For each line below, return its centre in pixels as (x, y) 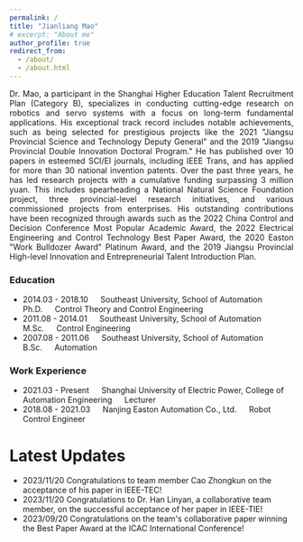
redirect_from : (38, 51)
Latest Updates (68, 455)
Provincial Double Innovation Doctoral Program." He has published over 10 (151, 151)
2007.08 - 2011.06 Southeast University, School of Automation (143, 338)
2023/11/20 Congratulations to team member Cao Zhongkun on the (147, 481)
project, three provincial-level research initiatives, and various (151, 198)
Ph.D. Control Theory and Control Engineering (113, 309)
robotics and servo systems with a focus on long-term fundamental (151, 113)
